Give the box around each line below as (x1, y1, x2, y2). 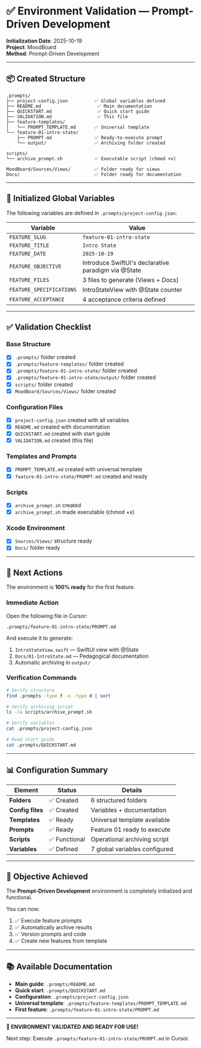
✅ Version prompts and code (14, 930, 87, 938)
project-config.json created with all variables (14, 416, 130, 424)
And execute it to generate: (6, 634, 74, 642)
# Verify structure (6, 687, 55, 693)
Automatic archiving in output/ (14, 658, 91, 666)
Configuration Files (6, 403, 63, 411)
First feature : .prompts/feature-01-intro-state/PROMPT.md (14, 1006, 160, 1013)
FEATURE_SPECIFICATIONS (9, 286, 77, 293)
